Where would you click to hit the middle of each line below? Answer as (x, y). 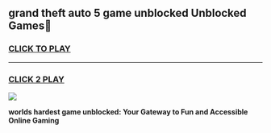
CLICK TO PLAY (40, 49)
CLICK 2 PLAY (36, 79)
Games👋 (30, 26)
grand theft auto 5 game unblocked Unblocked (128, 13)
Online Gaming (34, 120)
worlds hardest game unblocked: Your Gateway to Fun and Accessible (128, 111)
